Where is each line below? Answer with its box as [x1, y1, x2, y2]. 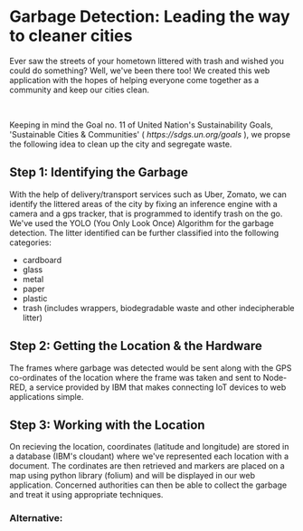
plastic [22, 292, 48, 304]
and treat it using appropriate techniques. [9, 489, 164, 500]
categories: [9, 237, 52, 248]
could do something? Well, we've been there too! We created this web [9, 65, 270, 76]
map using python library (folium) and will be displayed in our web [9, 470, 256, 481]
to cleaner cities [9, 25, 133, 46]
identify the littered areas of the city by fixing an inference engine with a [9, 198, 278, 209]
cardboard [22, 254, 62, 265]
